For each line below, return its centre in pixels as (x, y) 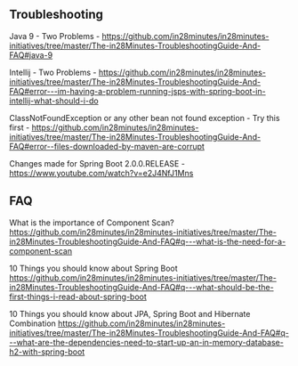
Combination (32, 323)
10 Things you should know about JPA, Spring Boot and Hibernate (130, 313)
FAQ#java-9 (31, 55)
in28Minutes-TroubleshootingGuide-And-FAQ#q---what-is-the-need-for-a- (148, 241)
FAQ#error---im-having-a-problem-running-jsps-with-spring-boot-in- (137, 91)
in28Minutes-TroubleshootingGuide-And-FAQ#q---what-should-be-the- (141, 287)
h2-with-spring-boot (47, 352)
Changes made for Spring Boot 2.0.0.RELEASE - (97, 163)
